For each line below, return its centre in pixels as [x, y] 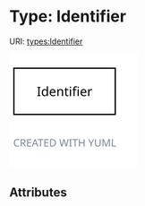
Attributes [38, 193]
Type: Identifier [68, 17]
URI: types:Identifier [46, 41]
